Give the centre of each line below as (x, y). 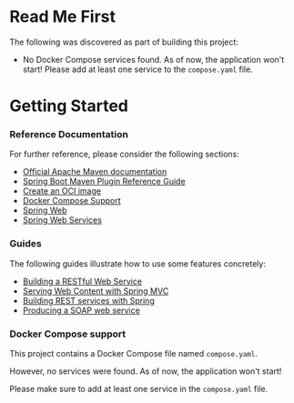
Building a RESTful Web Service (82, 281)
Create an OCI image (62, 191)
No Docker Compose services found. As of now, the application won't (153, 59)
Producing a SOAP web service (81, 310)
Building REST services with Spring (88, 300)
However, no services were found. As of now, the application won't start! (146, 371)
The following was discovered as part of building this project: (124, 42)
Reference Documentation (69, 135)
